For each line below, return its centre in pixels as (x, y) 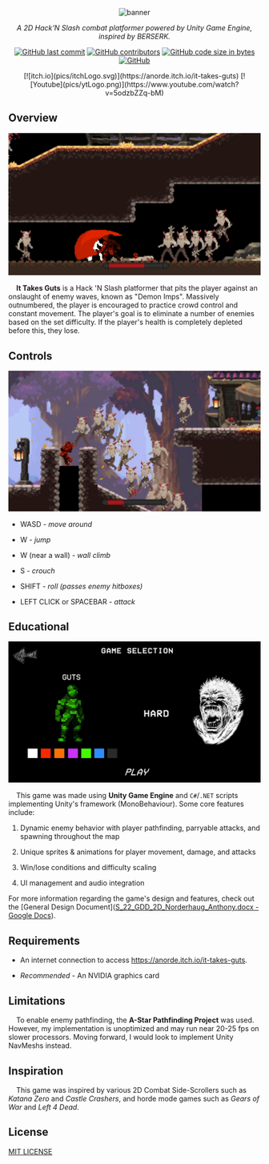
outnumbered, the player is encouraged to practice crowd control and (123, 305)
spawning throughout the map (70, 837)
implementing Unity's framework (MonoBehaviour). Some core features (126, 804)
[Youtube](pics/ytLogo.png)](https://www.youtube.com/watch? (134, 84)
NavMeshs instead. (40, 1046)
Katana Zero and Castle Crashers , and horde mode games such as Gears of (134, 1098)
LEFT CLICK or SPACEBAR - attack (78, 601)
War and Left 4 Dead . (44, 1107)
